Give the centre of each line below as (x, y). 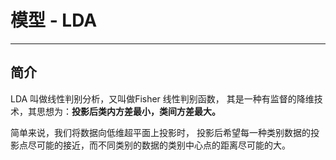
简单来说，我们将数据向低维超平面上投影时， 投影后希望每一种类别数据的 (160, 132)
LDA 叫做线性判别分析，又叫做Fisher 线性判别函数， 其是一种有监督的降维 (162, 98)
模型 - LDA (54, 20)
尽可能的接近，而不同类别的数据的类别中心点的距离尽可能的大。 (159, 145)
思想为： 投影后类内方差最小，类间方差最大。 (128, 111)
